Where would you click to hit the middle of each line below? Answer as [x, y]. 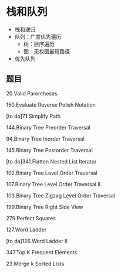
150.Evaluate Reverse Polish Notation [51, 105]
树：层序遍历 [39, 44]
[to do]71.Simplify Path [33, 116]
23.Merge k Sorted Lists [35, 264]
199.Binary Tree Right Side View [45, 207]
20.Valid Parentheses [32, 93]
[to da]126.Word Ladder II [37, 241]
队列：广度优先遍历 [38, 36]
